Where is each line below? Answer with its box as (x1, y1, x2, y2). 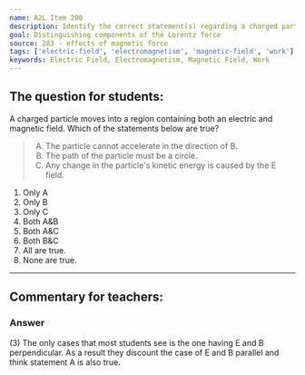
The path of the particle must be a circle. (44, 150, 198, 161)
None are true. (22, 254, 77, 265)
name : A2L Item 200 (9, 13, 84, 23)
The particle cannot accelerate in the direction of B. (44, 140, 239, 151)
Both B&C (22, 235, 59, 246)
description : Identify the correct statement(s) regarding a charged (9, 22, 279, 31)
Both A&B (22, 215, 59, 227)
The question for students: (9, 89, 164, 104)
